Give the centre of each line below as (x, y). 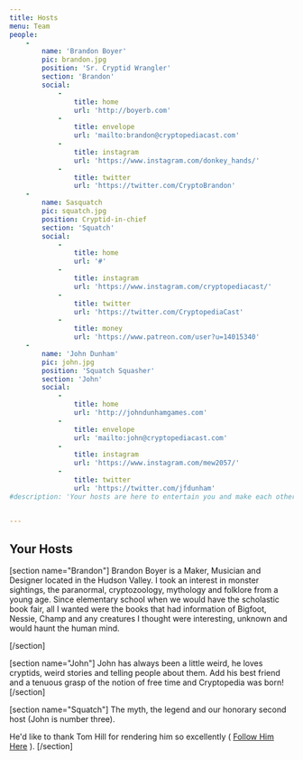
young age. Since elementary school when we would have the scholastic (144, 600)
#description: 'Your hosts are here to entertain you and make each (141, 497)
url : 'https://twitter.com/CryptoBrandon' (155, 186)
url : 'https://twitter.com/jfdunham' (145, 488)
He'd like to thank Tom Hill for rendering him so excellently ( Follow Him (142, 737)
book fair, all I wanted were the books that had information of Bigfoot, (138, 609)
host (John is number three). (62, 719)
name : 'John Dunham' (80, 353)
